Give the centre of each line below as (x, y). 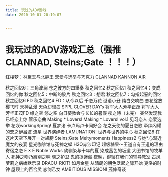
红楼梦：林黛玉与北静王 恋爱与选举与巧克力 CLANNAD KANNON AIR (76, 77)
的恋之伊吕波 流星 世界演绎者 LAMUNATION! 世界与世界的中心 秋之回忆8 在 (83, 132)
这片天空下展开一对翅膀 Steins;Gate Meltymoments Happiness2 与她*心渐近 (83, 138)
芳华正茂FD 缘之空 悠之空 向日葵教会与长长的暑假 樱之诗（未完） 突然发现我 (84, 113)
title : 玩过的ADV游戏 (26, 10)
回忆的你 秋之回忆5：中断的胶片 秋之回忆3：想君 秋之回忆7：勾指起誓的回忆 (83, 94)
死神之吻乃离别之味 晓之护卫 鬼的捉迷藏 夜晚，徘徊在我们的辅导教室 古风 (86, 157)
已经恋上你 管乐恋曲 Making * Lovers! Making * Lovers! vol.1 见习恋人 (76, 119)
